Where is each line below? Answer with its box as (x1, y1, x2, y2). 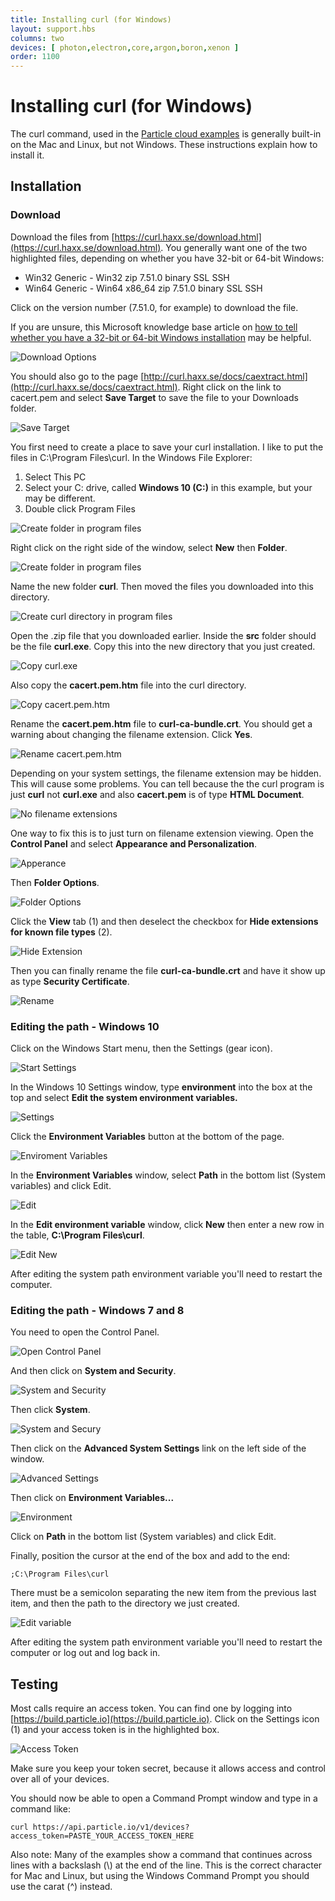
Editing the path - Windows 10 (10, 1019, 160, 1033)
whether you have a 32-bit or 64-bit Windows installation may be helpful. (10, 331, 312, 343)
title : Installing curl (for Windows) (10, 14, 172, 25)
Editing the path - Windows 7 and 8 (10, 1303, 185, 1317)
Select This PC (24, 471, 87, 483)
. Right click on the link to (177, 381, 282, 393)
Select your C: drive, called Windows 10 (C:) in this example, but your (24, 481, 313, 493)
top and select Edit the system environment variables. (10, 1092, 238, 1104)
